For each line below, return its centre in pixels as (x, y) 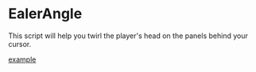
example (22, 59)
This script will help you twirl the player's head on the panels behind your (128, 36)
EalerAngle (45, 14)
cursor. (20, 44)
